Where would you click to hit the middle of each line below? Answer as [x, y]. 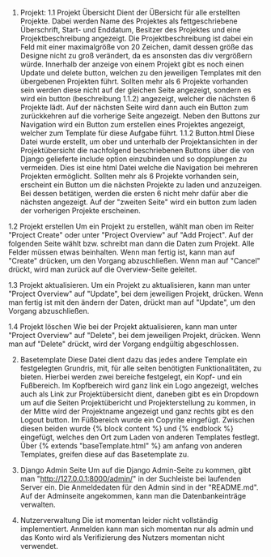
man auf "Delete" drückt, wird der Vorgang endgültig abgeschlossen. [123, 344]
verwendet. [39, 546]
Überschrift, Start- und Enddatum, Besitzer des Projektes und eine [130, 30]
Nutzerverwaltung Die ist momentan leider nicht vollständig [119, 520]
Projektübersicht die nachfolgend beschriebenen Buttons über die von [137, 150]
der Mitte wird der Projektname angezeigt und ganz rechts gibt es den [137, 411]
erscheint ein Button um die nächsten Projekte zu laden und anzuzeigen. [141, 185]
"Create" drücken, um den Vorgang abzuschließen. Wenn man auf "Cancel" [134, 261]
